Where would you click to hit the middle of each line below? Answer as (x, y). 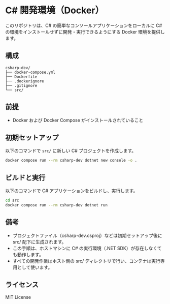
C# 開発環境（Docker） (55, 10)
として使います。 (35, 267)
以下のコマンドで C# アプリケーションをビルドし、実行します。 (72, 191)
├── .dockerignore (25, 81)
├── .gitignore (21, 85)
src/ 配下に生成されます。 (39, 241)
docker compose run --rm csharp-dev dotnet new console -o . (71, 161)
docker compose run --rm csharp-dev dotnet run (57, 205)
